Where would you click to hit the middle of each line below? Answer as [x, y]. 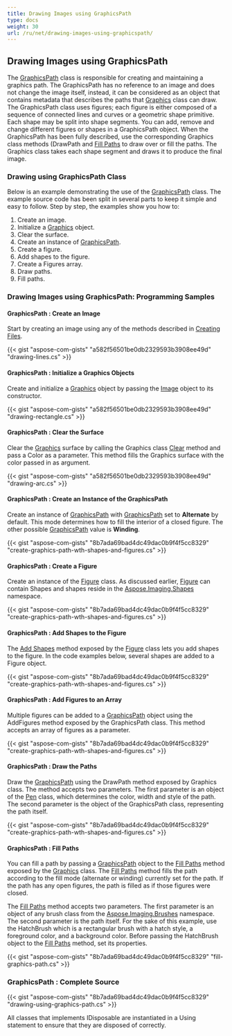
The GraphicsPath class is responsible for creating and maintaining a [105, 78]
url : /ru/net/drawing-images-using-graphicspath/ [80, 33]
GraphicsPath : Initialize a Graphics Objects [71, 373]
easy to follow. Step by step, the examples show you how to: [93, 207]
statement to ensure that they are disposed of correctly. [87, 1025]
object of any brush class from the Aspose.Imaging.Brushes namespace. [111, 914]
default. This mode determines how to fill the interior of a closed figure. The [115, 522]
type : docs [23, 20]
